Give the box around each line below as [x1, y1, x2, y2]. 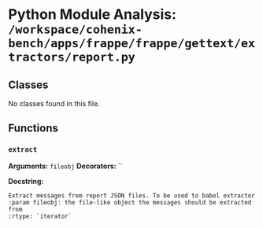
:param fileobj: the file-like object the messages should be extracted [8, 198, 252, 206]
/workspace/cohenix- [8, 22, 143, 37]
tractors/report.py [8, 50, 135, 64]
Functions [8, 122, 59, 135]
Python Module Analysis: [8, 6, 177, 24]
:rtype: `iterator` [8, 212, 72, 220]
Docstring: [8, 176, 44, 186]
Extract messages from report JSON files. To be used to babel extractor [8, 191, 256, 200]
